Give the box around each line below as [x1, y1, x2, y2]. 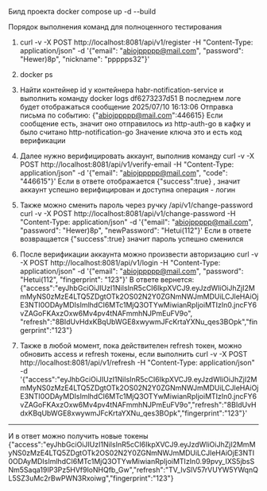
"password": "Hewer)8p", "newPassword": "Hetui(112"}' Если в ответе [19, 226, 252, 235]
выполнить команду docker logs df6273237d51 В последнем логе [19, 94, 242, 102]
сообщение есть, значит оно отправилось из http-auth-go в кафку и [19, 119, 251, 128]
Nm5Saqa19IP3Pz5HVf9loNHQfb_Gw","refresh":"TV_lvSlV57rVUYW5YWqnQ [8, 465, 258, 474]
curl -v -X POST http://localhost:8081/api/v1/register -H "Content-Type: [19, 37, 253, 47]
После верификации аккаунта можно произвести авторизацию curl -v [19, 249, 259, 259]
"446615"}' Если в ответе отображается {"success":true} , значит [19, 176, 241, 186]
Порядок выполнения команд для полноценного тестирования [8, 22, 222, 31]
